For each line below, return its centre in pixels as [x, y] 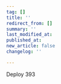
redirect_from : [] [29, 23]
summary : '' [21, 29]
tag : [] [16, 12]
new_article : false [31, 46]
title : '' [19, 18]
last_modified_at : [29, 35]
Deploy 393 [21, 74]
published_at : [24, 40]
